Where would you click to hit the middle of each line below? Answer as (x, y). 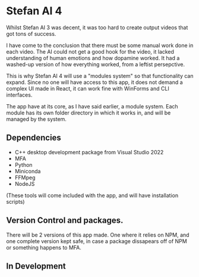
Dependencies (34, 138)
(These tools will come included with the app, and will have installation (92, 195)
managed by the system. (37, 119)
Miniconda (28, 171)
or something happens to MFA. (44, 247)
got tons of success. (31, 33)
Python (23, 164)
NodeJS (25, 183)
